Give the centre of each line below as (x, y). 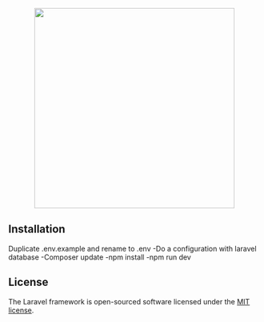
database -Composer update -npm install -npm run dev (100, 257)
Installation (37, 229)
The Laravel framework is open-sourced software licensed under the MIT (129, 301)
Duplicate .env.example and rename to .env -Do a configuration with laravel (133, 248)
